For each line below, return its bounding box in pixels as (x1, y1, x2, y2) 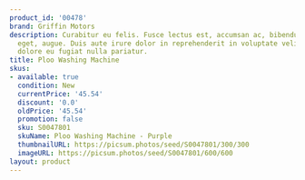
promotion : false (17, 115, 84, 124)
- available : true (9, 73, 79, 82)
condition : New (17, 81, 75, 90)
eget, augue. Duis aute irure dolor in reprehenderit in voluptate (17, 38, 279, 48)
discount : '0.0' (17, 97, 79, 107)
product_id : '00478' (9, 13, 88, 23)
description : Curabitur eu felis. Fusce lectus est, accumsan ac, (9, 30, 266, 39)
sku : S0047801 (17, 124, 71, 133)
